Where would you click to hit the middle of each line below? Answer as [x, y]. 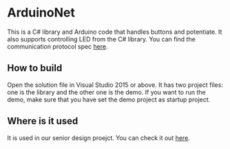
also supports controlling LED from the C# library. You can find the [102, 39]
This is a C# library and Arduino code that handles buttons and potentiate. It [115, 32]
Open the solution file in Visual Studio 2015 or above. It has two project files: [115, 85]
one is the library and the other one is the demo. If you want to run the [106, 92]
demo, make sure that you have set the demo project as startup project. [109, 99]
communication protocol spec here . [57, 46]
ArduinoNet [41, 13]
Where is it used [43, 121]
